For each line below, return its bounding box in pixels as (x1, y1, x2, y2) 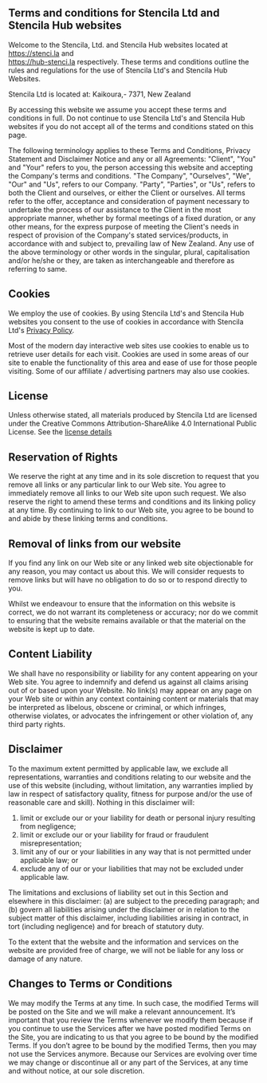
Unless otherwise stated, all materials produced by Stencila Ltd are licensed (8, 410, 257, 420)
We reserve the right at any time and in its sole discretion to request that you (8, 472, 259, 481)
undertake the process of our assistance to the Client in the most (8, 205, 222, 214)
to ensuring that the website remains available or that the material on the (8, 616, 246, 626)
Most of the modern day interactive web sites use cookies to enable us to (8, 340, 249, 350)
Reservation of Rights (8, 450, 118, 464)
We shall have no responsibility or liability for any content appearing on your (8, 669, 258, 678)
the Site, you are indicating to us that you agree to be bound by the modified (8, 1032, 259, 1042)
